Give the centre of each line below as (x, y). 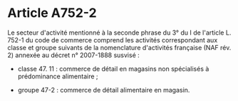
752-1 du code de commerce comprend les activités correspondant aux (113, 40)
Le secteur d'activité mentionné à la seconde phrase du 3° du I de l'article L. (119, 32)
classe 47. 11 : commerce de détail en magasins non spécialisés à (113, 69)
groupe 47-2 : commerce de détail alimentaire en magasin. (104, 90)
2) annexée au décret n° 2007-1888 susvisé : (74, 55)
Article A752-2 (52, 13)
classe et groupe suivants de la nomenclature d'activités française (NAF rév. (119, 47)
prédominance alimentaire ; (58, 76)
